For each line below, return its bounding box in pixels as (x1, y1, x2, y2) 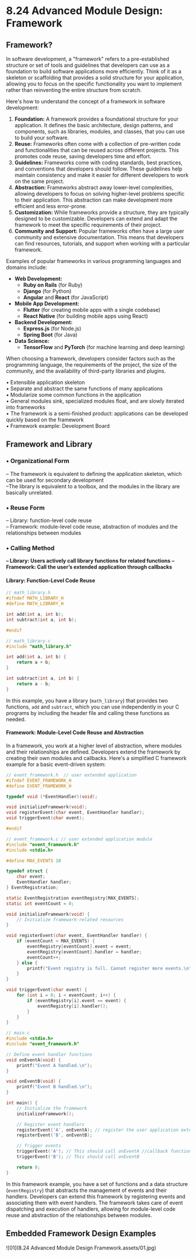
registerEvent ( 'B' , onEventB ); (16, 1132, 93, 1138)
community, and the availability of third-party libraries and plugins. (6, 367, 166, 374)
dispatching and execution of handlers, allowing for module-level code (6, 1205, 176, 1212)
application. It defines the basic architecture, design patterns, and (14, 122, 173, 128)
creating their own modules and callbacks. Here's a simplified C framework (6, 754, 187, 761)
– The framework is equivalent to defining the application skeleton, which (6, 470, 182, 477)
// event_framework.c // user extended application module (6, 836, 153, 842)
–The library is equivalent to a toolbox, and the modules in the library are (6, 482, 180, 490)
